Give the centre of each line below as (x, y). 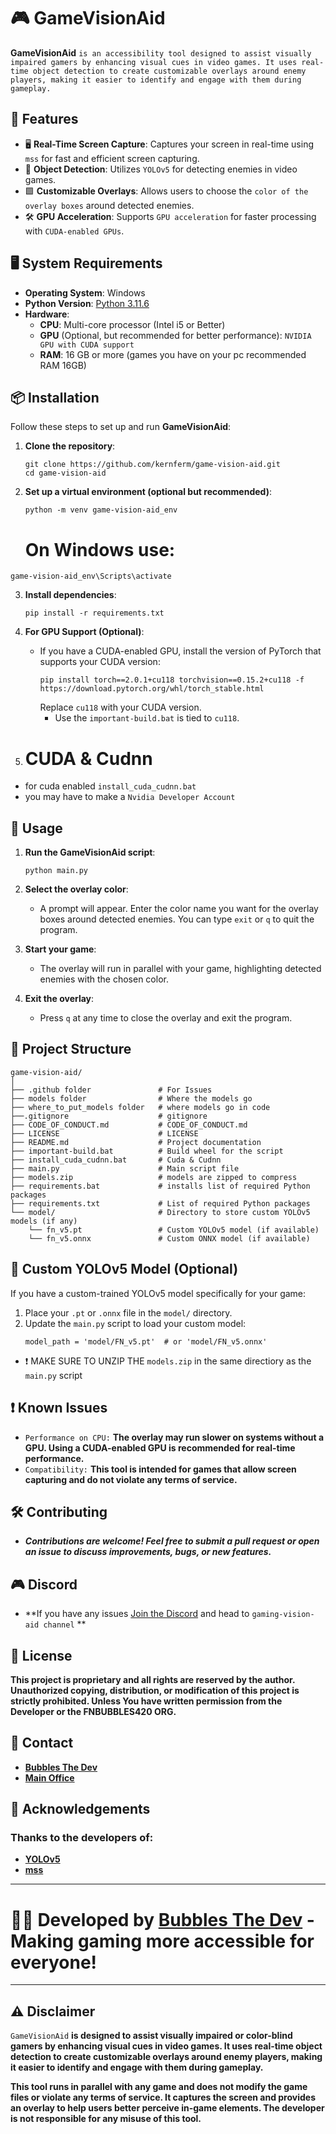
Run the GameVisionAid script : (90, 852)
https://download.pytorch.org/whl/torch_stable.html (152, 689)
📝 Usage (36, 828)
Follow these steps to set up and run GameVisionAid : (121, 427)
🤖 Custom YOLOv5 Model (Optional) (124, 1269)
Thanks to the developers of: (82, 1838)
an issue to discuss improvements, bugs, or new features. (148, 1552)
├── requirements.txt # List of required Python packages (160, 1203)
